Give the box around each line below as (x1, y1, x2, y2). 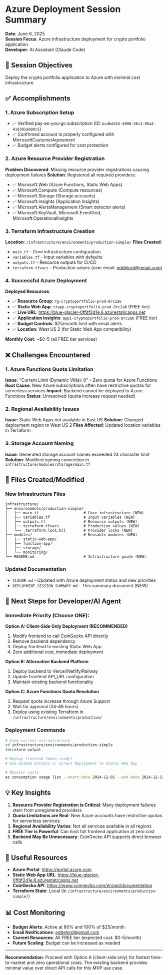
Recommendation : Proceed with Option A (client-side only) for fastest (5, 955, 150, 961)
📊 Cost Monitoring (5, 908, 65, 917)
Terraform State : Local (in (12, 888, 66, 894)
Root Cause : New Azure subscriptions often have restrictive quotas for (5, 382, 151, 388)
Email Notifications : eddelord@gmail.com (12, 930, 99, 936)
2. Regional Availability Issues (5, 405, 79, 412)
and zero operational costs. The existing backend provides (26, 960, 147, 966)
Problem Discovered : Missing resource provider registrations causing (5, 166, 149, 172)
